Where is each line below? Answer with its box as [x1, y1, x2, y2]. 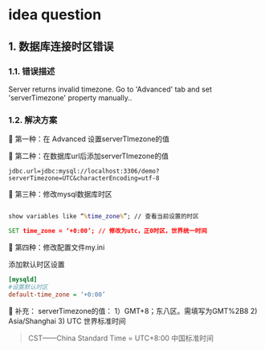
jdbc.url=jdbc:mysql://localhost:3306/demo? [8, 167, 160, 176]
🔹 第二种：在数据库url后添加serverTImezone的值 [8, 151, 169, 161]
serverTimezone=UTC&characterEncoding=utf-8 [8, 174, 160, 182]
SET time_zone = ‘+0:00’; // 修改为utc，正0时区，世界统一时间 [8, 227, 207, 235]
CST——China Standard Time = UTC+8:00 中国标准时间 [27, 333, 214, 343]
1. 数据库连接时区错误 [8, 39, 114, 53]
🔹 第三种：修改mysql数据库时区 [8, 189, 112, 199]
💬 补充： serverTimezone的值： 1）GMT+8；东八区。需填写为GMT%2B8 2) [8, 306, 258, 315]
